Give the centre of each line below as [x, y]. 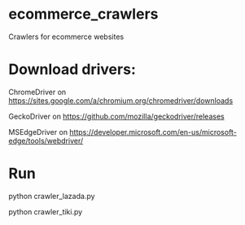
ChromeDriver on [37, 92]
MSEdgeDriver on [38, 132]
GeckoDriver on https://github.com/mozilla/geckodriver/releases [117, 116]
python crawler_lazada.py [52, 196]
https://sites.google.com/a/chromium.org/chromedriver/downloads [121, 100]
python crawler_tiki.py [46, 211]
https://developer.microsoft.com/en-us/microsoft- [153, 132]
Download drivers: [72, 69]
